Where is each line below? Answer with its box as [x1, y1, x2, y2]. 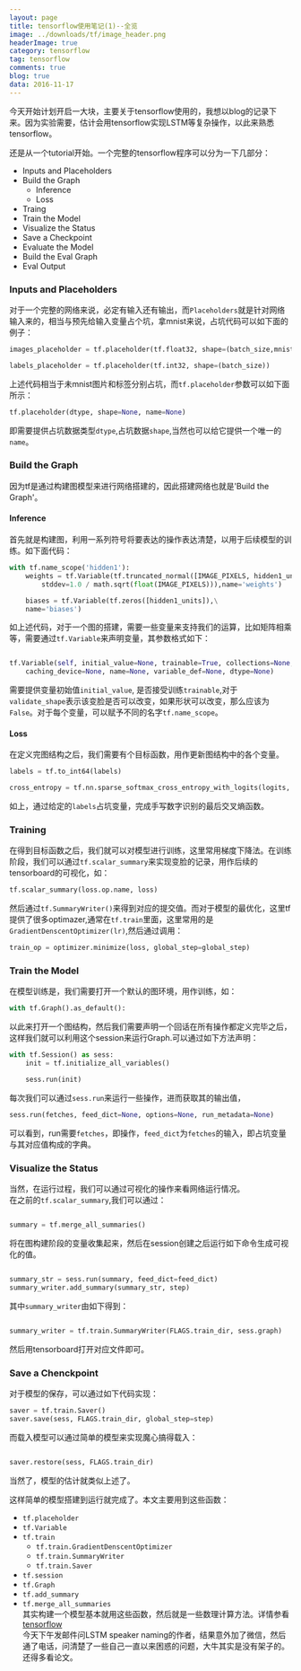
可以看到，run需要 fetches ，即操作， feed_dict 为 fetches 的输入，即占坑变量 [9, 1128, 287, 1139]
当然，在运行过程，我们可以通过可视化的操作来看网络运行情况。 [9, 1183, 245, 1194]
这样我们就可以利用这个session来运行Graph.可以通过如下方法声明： [9, 1033, 259, 1043]
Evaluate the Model [21, 242, 94, 252]
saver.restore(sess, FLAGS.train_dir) [9, 1457, 154, 1466]
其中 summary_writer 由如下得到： [9, 1300, 129, 1311]
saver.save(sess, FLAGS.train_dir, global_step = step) [9, 1414, 215, 1423]
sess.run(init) [25, 1075, 82, 1085]
